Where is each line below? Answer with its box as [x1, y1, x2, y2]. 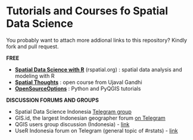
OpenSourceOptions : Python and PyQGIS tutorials [14, 85, 141, 92]
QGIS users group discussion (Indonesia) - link [14, 120, 130, 127]
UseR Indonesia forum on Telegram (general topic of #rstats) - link [14, 127, 178, 134]
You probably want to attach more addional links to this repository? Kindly [6, 36, 188, 43]
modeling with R [14, 72, 55, 79]
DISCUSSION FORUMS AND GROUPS [6, 97, 99, 104]
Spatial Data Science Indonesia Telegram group [14, 108, 132, 115]
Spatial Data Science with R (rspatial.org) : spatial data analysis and [14, 66, 183, 73]
